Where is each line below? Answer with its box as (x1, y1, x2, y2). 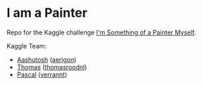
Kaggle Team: (6, 41, 47, 50)
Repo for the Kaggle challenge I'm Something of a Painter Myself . (6, 28, 197, 37)
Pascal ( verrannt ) (16, 70, 68, 79)
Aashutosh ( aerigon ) (16, 55, 77, 64)
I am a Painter (6, 5, 87, 21)
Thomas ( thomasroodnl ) (16, 63, 87, 71)
